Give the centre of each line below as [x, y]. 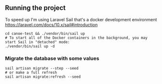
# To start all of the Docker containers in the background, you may [76, 38]
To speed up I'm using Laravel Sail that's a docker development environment [81, 19]
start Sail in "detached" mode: [37, 42]
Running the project [35, 8]
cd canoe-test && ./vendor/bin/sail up [45, 33]
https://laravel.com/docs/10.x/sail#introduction [51, 25]
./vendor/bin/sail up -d [30, 46]
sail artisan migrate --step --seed [42, 69]
